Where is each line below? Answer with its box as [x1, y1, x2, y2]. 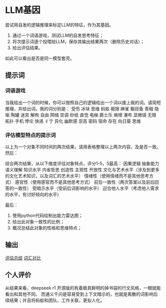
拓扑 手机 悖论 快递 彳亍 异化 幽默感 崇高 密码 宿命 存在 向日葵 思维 [5, 118, 141, 124]
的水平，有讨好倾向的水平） [5, 191, 62, 197]
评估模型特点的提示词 [5, 132, 56, 139]
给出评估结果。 [12, 45, 43, 51]
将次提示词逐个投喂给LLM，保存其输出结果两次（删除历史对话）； [12, 38, 145, 45]
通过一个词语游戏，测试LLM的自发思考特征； [12, 32, 104, 38]
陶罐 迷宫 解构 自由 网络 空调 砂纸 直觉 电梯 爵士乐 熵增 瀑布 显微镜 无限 [10, 112, 157, 118]
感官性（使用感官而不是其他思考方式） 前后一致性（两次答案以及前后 [14, 179, 155, 185]
